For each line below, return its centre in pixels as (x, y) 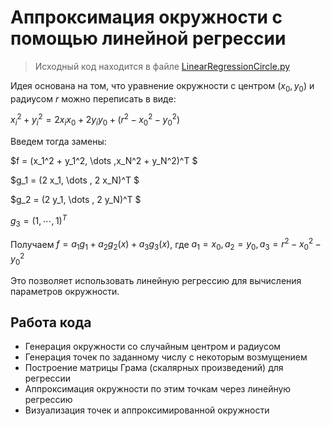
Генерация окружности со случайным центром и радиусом (153, 347)
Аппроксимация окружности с (146, 17)
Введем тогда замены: (58, 142)
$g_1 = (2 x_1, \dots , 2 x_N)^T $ (75, 180)
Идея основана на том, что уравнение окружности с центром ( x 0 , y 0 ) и (162, 86)
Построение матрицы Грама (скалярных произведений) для (154, 368)
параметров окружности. (65, 291)
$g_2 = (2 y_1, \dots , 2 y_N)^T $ (76, 200)
